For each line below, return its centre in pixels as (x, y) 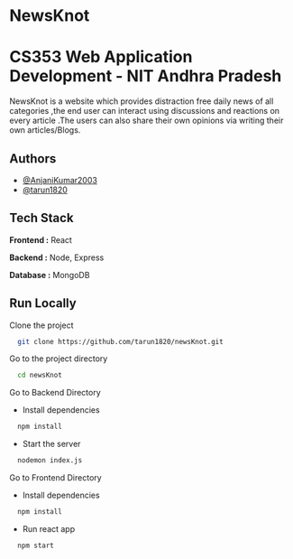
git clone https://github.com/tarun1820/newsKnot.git (120, 341)
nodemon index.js (50, 461)
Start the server (51, 444)
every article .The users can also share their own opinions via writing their (146, 121)
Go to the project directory (59, 359)
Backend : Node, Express (57, 257)
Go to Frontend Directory (55, 478)
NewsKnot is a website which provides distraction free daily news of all (142, 101)
